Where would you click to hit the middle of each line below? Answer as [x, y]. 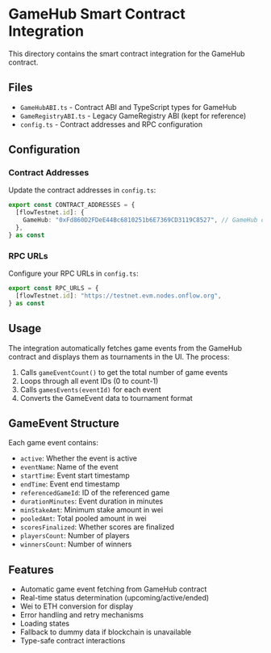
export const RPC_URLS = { [54, 289]
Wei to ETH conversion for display [77, 606]
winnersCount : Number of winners [76, 544]
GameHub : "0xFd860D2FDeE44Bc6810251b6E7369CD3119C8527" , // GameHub [140, 220]
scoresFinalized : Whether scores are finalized [97, 527]
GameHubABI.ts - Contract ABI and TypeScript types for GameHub [128, 107]
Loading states [45, 624]
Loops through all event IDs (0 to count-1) [89, 381]
